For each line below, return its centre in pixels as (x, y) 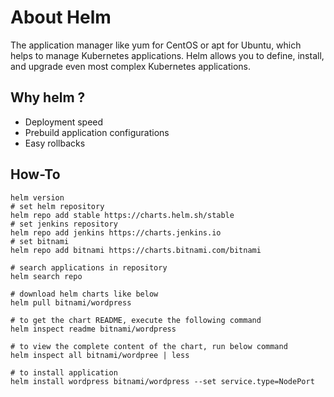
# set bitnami (40, 241)
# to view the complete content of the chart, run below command (149, 346)
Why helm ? (48, 97)
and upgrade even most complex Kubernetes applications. (130, 66)
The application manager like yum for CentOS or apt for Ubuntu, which (156, 45)
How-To (35, 174)
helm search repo (46, 276)
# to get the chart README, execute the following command (136, 320)
